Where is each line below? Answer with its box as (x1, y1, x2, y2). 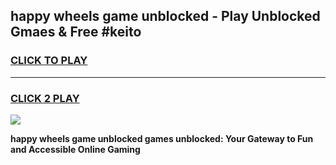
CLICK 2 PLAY (10, 91, 80, 105)
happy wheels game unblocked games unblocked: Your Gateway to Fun (10, 132, 314, 144)
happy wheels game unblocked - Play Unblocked (10, 8, 321, 25)
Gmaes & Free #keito (10, 24, 142, 41)
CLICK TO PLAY (10, 54, 88, 68)
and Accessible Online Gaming (10, 143, 141, 155)
